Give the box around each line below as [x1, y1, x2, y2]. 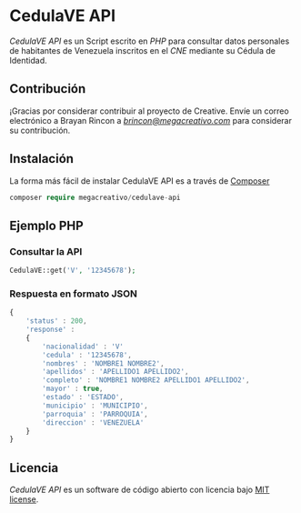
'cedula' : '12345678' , [42, 350, 132, 359]
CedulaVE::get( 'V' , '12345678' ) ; [9, 266, 136, 276]
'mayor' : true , [42, 384, 104, 394]
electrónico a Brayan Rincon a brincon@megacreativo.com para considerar [9, 115, 293, 126]
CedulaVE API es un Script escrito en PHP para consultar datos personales [9, 35, 290, 46]
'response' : [25, 325, 75, 335]
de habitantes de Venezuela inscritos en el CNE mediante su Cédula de [9, 45, 276, 55]
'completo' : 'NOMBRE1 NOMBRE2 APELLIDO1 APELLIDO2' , [42, 376, 250, 385]
